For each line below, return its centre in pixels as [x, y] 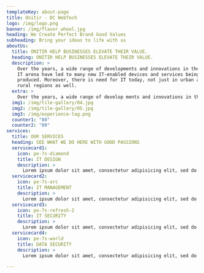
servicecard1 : [29, 148]
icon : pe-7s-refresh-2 [46, 210]
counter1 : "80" [31, 119]
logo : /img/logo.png [32, 23]
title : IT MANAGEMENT [44, 188]
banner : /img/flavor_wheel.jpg [46, 29]
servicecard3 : [29, 205]
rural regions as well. [47, 86]
